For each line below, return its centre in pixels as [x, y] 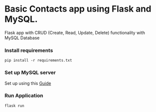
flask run [15, 106]
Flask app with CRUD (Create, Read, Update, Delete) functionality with [75, 32]
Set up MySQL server [30, 73]
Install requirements [29, 50]
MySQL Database [22, 38]
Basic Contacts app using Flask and [78, 9]
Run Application [24, 96]
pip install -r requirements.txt [38, 61]
